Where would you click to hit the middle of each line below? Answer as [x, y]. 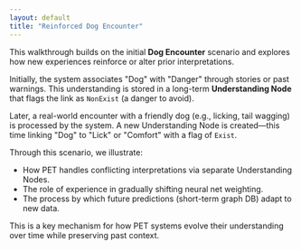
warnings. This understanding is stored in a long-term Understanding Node [150, 88]
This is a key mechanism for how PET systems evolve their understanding [146, 226]
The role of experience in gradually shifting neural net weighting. [143, 189]
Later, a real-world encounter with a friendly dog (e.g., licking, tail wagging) [150, 116]
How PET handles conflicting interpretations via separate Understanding [157, 170]
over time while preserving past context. [85, 235]
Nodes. [36, 179]
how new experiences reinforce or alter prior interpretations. [122, 61]
